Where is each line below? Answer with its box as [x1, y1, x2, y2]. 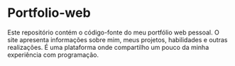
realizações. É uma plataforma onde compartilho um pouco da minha [7, 43, 209, 51]
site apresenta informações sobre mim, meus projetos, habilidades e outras [7, 35, 228, 44]
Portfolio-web [7, 5, 91, 21]
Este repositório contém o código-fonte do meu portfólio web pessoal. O [7, 28, 220, 37]
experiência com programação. [7, 51, 99, 59]
